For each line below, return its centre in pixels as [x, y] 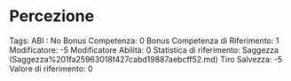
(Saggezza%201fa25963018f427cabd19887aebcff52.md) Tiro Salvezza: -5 [146, 59]
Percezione [52, 16]
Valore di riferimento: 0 [51, 69]
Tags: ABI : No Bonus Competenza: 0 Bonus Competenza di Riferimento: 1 [144, 40]
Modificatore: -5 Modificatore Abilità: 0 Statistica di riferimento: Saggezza [144, 49]
